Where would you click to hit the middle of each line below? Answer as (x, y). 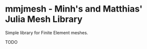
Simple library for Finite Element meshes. (47, 33)
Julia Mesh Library (44, 19)
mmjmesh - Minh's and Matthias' (74, 9)
